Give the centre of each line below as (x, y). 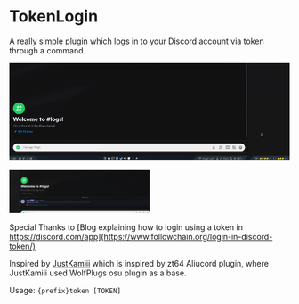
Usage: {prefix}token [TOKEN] (65, 290)
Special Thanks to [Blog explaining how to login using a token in (126, 227)
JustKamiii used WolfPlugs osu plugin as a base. (98, 273)
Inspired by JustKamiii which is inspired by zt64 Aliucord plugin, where (139, 263)
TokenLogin (54, 16)
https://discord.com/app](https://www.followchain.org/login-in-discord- (141, 236)
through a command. (48, 50)
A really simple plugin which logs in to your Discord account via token (137, 41)
